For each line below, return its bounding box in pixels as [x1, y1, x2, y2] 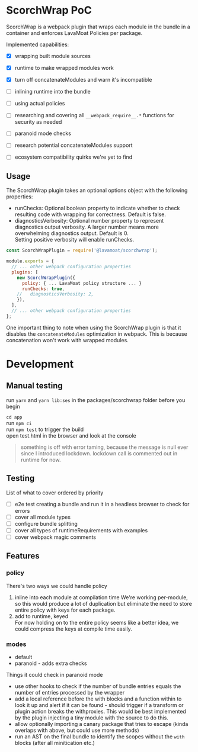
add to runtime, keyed [14, 612, 69, 619]
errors [14, 507, 30, 514]
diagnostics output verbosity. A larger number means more [14, 223, 159, 231]
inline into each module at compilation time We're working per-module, [14, 593, 188, 601]
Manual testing [6, 381, 63, 391]
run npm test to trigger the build [6, 426, 84, 433]
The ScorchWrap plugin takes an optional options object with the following [6, 187, 188, 194]
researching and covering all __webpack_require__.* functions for [14, 112, 175, 119]
